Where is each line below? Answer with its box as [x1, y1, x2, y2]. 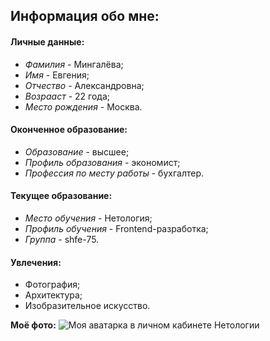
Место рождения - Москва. [24, 100, 143, 113]
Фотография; [24, 279, 81, 291]
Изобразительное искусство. [24, 300, 151, 312]
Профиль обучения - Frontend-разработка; [24, 223, 209, 234]
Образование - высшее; [24, 145, 130, 158]
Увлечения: [10, 256, 62, 268]
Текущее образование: [10, 190, 113, 202]
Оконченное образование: [10, 124, 128, 136]
